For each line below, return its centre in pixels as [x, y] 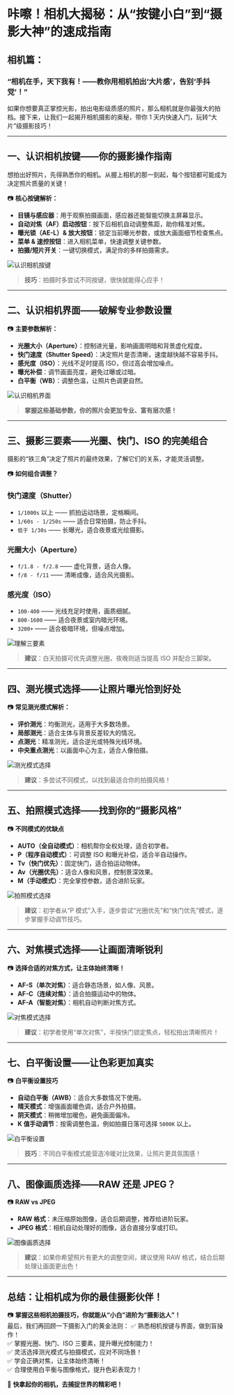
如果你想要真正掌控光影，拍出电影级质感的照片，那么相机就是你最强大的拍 [114, 108]
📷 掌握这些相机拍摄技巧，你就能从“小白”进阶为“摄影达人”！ [94, 1315]
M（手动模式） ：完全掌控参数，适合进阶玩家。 [83, 880]
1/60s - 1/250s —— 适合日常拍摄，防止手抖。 [84, 521]
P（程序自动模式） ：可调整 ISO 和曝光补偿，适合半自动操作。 [104, 854]
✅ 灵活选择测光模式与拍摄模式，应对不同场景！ [75, 1352]
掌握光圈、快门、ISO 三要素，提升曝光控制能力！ [84, 1343]
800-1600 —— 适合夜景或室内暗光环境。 [74, 620]
